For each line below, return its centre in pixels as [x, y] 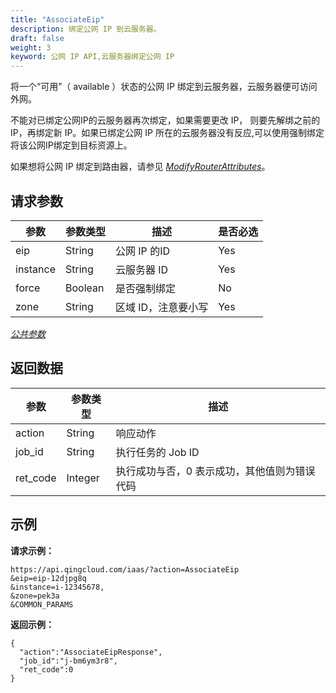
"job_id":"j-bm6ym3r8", [68, 661]
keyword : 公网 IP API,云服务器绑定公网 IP [92, 57]
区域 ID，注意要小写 [162, 307]
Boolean [85, 288]
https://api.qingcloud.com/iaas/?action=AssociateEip [125, 569]
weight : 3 [31, 47]
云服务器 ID [142, 269]
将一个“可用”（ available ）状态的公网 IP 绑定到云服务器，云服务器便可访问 [164, 87]
